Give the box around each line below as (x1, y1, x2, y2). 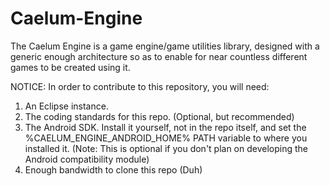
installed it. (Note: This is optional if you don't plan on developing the (24, 142, 309, 154)
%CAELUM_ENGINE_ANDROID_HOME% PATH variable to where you (24, 132, 308, 144)
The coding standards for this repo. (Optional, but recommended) (24, 110, 295, 122)
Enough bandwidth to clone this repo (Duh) (24, 163, 203, 176)
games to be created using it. (10, 61, 131, 73)
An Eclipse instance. (24, 100, 109, 112)
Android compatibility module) (24, 153, 150, 165)
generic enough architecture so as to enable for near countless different (10, 50, 308, 62)
